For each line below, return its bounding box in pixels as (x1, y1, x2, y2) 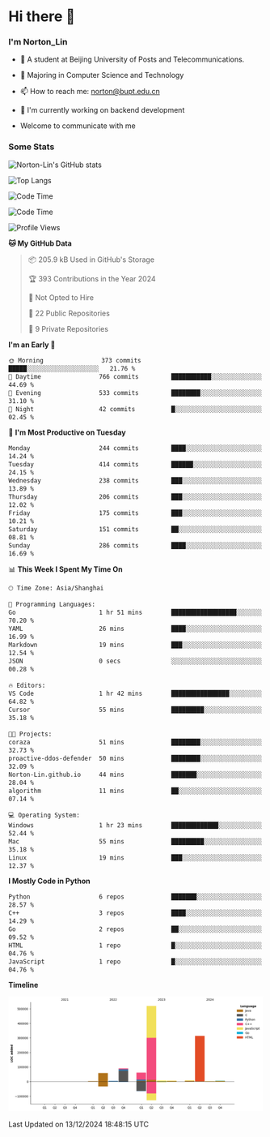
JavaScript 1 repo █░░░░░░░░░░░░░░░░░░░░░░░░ (8, 957, 263, 966)
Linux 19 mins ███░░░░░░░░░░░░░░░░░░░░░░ (8, 853, 263, 862)
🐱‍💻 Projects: (8, 730, 53, 738)
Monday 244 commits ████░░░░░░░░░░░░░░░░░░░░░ (8, 444, 263, 453)
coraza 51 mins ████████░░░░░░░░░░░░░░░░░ (8, 738, 263, 746)
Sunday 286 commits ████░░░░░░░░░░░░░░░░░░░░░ (8, 541, 263, 550)
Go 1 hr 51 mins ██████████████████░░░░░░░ (8, 608, 263, 616)
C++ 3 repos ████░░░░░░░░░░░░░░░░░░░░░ (8, 908, 263, 917)
